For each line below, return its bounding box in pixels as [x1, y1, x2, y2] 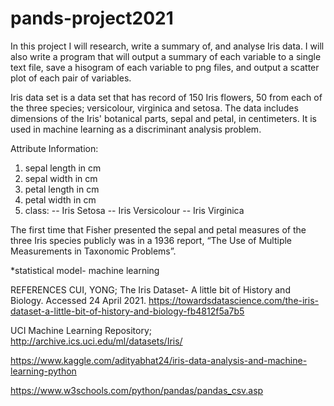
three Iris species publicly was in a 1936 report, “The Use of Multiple [10, 234, 293, 246]
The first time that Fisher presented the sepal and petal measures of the [10, 223, 307, 236]
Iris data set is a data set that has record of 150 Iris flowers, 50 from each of [10, 91, 323, 103]
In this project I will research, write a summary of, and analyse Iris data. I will [10, 40, 325, 52]
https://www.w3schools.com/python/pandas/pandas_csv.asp [10, 384, 264, 396]
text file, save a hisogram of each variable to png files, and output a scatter [10, 61, 320, 73]
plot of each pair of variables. [10, 72, 132, 84]
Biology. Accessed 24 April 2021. [10, 294, 147, 306]
